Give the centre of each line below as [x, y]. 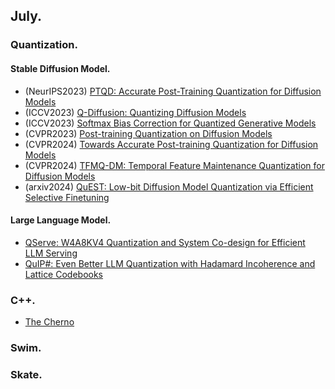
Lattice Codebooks [64, 274]
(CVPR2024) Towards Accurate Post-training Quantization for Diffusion [171, 144]
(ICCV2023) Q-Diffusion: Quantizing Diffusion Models [135, 112]
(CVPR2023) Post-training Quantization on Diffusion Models [148, 133]
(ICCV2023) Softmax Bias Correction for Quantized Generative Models [170, 123]
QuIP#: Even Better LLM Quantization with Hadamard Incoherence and [170, 263]
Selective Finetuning [67, 197]
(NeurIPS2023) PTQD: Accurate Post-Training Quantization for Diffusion [173, 91]
